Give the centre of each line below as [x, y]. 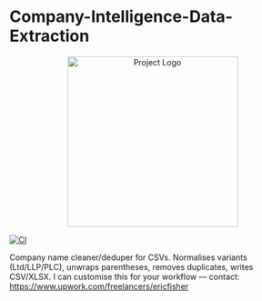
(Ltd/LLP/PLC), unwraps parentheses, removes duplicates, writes [131, 266]
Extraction [50, 36]
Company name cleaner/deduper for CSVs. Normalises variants [128, 257]
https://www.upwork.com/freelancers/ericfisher [99, 286]
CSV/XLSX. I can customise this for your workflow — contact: [125, 276]
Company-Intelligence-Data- [121, 17]
